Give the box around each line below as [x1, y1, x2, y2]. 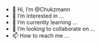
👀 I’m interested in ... [12, 12, 64, 19]
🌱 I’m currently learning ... [12, 19, 78, 26]
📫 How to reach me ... [12, 32, 69, 39]
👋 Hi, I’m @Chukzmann [12, 6, 70, 13]
